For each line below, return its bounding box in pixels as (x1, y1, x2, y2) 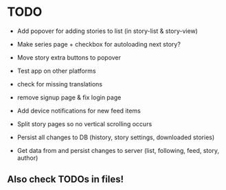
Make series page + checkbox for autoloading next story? (16, 40, 181, 48)
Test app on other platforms (16, 67, 96, 75)
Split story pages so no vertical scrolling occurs (16, 119, 152, 128)
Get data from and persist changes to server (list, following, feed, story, (16, 146, 220, 154)
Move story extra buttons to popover (16, 53, 122, 62)
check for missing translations (16, 80, 103, 88)
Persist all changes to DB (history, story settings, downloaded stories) (16, 133, 215, 141)
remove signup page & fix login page (16, 93, 122, 102)
